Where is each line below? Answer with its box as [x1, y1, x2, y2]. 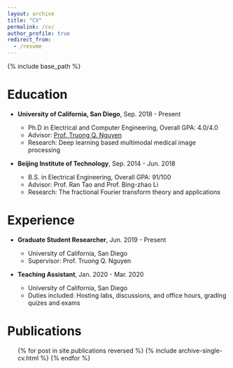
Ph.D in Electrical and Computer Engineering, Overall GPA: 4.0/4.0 [27, 123, 218, 132]
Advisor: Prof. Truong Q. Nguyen [27, 130, 122, 139]
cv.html [17, 353, 39, 362]
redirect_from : [7, 36, 52, 43]
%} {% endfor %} [40, 353, 91, 362]
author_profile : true [7, 29, 71, 37]
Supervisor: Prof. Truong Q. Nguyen [27, 257, 132, 265]
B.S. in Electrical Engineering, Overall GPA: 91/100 [27, 172, 171, 181]
